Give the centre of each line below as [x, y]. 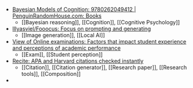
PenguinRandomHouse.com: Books [57, 16]
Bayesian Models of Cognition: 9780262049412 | [74, 9]
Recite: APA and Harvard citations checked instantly [78, 61]
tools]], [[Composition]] [51, 74]
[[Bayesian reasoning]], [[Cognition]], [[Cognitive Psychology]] [100, 22]
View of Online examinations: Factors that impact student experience [99, 42]
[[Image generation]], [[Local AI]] [63, 35]
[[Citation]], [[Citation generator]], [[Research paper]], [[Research [104, 67]
